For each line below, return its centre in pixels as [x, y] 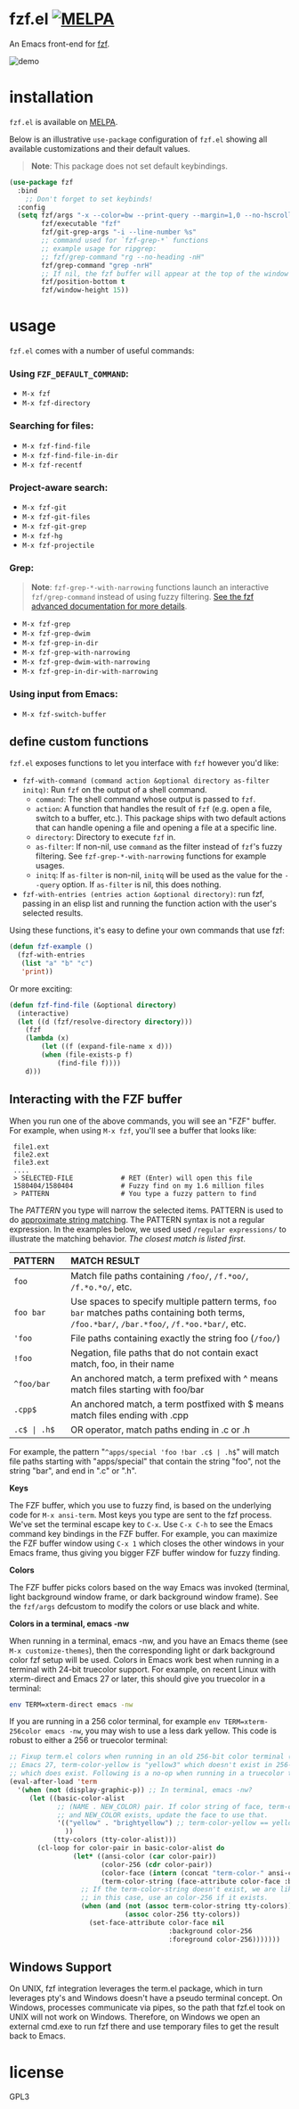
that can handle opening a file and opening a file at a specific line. [156, 828]
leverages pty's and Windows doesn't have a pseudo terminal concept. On [146, 1998]
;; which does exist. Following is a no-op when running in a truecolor [147, 1773]
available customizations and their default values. [100, 148]
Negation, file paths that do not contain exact [165, 1352]
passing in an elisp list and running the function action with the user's [149, 904]
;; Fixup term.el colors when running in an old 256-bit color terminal [147, 1757]
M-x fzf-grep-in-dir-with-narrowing [90, 672]
